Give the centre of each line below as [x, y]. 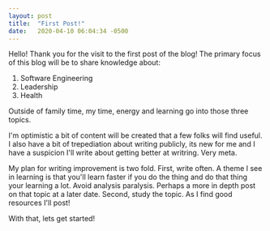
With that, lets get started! [52, 219]
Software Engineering [56, 79]
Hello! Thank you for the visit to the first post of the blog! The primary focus [135, 54]
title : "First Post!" [47, 24]
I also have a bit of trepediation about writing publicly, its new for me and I [132, 144]
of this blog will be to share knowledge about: [84, 62]
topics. [20, 120]
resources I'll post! [39, 203]
